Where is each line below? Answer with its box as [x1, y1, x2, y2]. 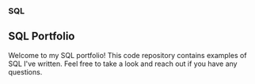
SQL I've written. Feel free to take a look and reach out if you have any [8, 59, 238, 68]
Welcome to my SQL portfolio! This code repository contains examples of [8, 50, 247, 60]
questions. [8, 67, 43, 76]
